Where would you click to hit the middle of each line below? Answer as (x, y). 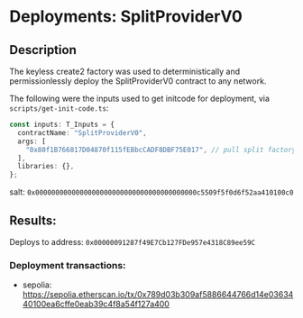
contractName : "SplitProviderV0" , (82, 132)
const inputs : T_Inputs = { (62, 124)
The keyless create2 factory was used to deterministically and (125, 71)
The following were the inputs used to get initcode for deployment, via (140, 98)
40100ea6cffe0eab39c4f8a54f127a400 (96, 304)
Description (43, 50)
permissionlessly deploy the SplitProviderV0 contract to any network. (138, 81)
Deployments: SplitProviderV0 (126, 17)
